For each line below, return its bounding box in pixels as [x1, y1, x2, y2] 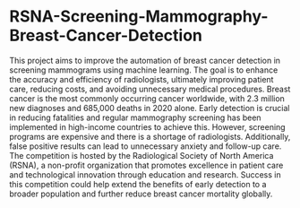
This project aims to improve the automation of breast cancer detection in [9, 55, 280, 65]
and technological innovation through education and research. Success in [9, 169, 281, 180]
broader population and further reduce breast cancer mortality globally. [9, 188, 273, 199]
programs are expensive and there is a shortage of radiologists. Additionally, [9, 131, 291, 142]
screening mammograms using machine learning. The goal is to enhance [9, 65, 279, 75]
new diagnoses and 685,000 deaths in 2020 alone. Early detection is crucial [9, 102, 290, 113]
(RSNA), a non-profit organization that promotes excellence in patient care [9, 160, 284, 170]
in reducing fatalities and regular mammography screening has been [9, 112, 261, 123]
